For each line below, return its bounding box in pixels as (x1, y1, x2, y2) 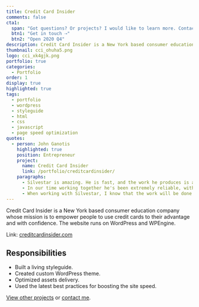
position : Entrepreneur (17, 152, 76, 158)
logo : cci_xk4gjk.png (6, 53, 60, 59)
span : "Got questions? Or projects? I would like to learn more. (11, 25, 176, 31)
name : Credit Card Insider (21, 163, 89, 169)
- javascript (11, 124, 44, 130)
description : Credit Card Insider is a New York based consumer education (6, 42, 195, 48)
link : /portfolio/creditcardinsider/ (21, 168, 115, 175)
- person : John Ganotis (11, 140, 70, 147)
